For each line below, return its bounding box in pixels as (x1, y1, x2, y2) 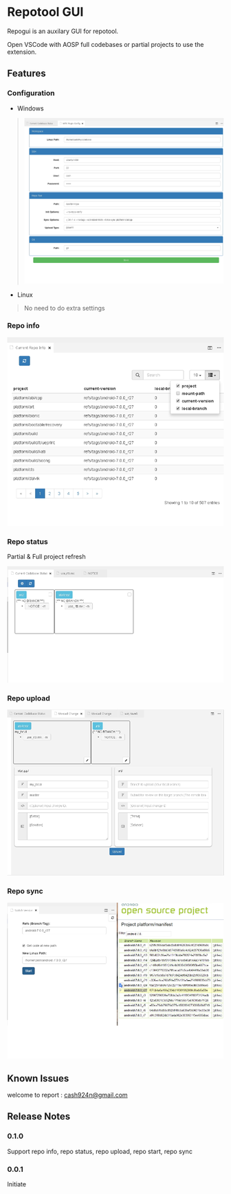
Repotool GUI (7, 4, 84, 20)
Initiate (7, 1180, 26, 1188)
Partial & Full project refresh (7, 553, 86, 561)
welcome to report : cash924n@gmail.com (7, 1090, 129, 1099)
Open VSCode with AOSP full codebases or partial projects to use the (7, 40, 204, 48)
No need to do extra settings (23, 304, 105, 312)
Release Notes (7, 1110, 71, 1122)
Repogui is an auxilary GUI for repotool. (7, 27, 119, 35)
